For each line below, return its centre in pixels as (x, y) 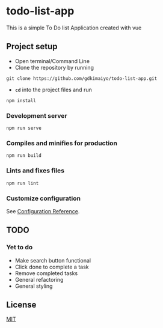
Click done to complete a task (52, 267)
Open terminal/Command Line (52, 61)
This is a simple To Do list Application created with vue (74, 28)
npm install (21, 100)
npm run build (24, 156)
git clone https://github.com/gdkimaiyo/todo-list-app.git (82, 78)
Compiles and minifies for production (62, 143)
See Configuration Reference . (43, 211)
